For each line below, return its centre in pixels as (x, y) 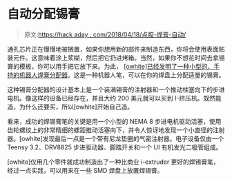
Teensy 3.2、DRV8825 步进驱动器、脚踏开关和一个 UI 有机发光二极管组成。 (115, 147)
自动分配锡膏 (44, 14)
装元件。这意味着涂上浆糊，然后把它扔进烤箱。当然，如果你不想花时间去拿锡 (116, 57)
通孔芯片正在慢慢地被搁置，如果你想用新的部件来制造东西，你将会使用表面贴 (116, 49)
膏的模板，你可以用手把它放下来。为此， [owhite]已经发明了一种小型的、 (110, 66)
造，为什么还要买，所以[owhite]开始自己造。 (70, 107)
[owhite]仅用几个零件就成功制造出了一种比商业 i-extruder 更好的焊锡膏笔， (113, 162)
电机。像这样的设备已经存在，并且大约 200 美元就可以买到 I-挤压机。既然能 (115, 98)
